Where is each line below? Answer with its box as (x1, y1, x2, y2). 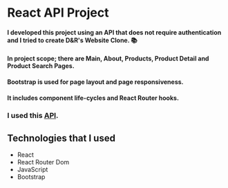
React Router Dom (17, 158, 70, 166)
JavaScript (17, 165, 48, 174)
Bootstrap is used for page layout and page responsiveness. (7, 78, 184, 86)
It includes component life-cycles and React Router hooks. (7, 94, 180, 102)
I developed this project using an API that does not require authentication (7, 28, 222, 36)
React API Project (7, 5, 109, 21)
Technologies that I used (7, 132, 116, 144)
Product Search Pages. (7, 62, 75, 70)
